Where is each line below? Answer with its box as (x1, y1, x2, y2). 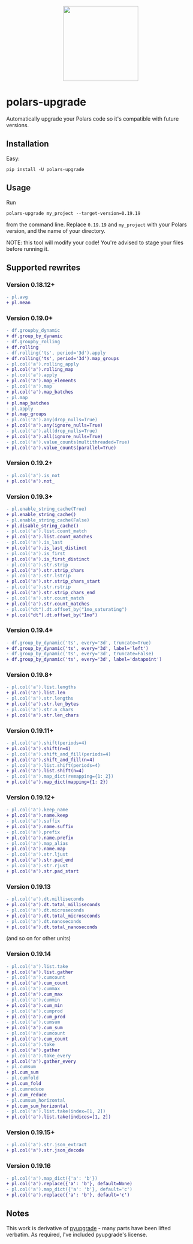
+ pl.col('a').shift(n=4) (6, 745, 71, 751)
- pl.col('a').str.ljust (6, 852, 68, 858)
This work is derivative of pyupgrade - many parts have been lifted (6, 1224, 171, 1231)
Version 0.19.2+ (6, 459, 53, 467)
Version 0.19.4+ (6, 626, 53, 634)
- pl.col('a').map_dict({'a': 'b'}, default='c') (6, 1186, 133, 1192)
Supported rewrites (6, 262, 81, 272)
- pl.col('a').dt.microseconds (6, 907, 85, 913)
